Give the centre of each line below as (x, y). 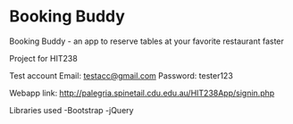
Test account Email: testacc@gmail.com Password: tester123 (121, 75)
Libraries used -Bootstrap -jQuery (71, 110)
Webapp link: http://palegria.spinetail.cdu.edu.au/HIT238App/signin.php (142, 93)
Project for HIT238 (43, 58)
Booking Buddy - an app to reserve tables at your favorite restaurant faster (146, 41)
